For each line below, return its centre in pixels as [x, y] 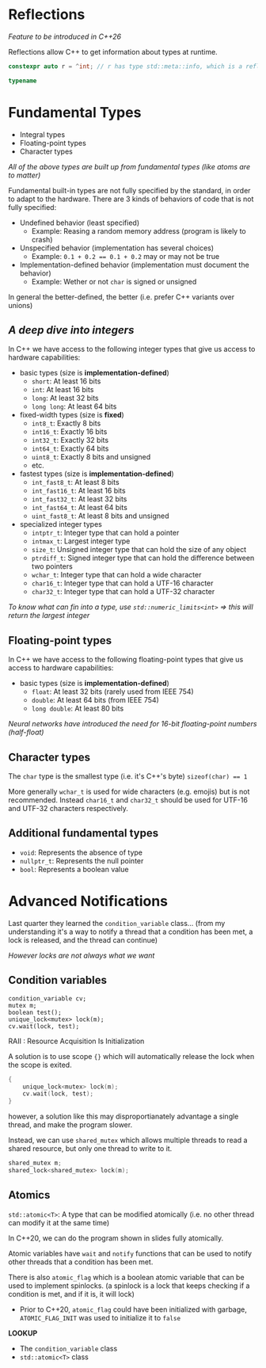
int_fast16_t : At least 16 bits [78, 491]
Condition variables [58, 980]
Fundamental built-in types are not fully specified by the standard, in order [129, 190]
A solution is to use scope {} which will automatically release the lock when [131, 1056]
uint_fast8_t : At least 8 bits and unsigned [100, 516]
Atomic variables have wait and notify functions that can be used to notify [130, 1253]
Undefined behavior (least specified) [80, 223]
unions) [21, 305]
